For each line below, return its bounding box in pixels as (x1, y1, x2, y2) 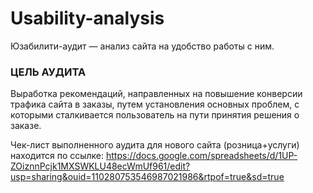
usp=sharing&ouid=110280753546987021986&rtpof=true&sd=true (10, 171, 285, 183)
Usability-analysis (10, 7, 165, 30)
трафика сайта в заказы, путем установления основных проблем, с (10, 98, 300, 111)
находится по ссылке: (10, 150, 105, 162)
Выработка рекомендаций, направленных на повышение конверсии (10, 88, 303, 100)
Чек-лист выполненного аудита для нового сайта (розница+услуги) (10, 139, 300, 151)
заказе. (10, 120, 42, 132)
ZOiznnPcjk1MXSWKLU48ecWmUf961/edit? (10, 160, 191, 172)
